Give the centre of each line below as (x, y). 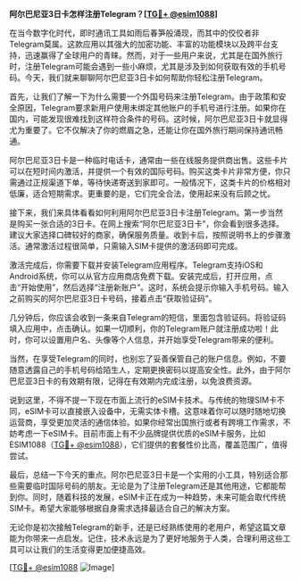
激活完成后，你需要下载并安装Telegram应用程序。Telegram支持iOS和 (136, 265)
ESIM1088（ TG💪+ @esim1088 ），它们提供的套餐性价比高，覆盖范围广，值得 (149, 444)
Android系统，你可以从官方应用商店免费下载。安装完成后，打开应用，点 (141, 276)
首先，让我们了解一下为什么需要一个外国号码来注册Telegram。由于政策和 (144, 96)
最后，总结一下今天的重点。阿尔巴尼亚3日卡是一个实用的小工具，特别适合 (145, 475)
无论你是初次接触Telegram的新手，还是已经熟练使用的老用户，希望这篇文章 (148, 527)
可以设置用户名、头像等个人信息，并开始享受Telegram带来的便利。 (155, 340)
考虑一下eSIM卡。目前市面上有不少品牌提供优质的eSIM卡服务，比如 (141, 433)
